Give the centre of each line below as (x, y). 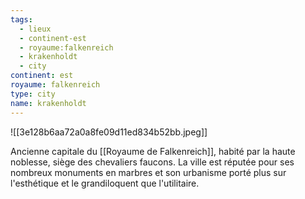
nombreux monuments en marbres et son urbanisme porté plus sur (148, 172)
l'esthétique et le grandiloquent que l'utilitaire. (105, 183)
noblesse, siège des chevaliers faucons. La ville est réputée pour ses (152, 162)
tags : (21, 19)
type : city (33, 94)
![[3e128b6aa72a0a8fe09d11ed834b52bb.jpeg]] (109, 132)
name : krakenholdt (48, 103)
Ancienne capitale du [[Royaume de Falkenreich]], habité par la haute (153, 151)
